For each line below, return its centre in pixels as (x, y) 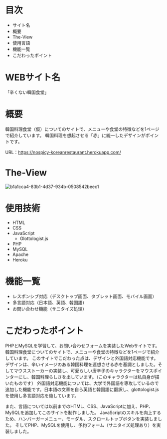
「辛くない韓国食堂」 (27, 92)
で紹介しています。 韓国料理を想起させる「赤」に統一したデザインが (76, 135)
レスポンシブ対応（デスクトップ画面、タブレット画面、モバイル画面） (84, 296)
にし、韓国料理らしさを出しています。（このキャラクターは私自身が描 (89, 377)
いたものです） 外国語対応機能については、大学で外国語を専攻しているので (82, 383)
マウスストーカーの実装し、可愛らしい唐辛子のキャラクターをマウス (83, 370)
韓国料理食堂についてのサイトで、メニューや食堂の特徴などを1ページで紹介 (82, 352)
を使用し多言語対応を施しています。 (42, 395)
